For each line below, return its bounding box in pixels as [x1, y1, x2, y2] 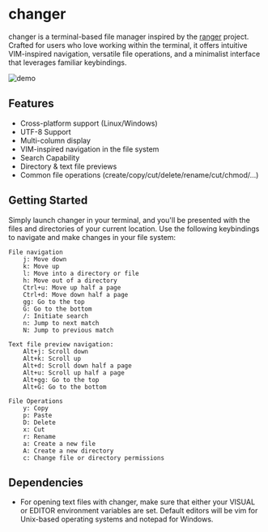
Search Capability [19, 152, 80, 162]
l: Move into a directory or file [23, 269, 139, 277]
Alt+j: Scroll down [23, 347, 89, 355]
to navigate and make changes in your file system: [8, 232, 177, 242]
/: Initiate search [23, 311, 89, 320]
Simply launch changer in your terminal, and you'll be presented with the [8, 215, 251, 225]
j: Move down [23, 255, 67, 264]
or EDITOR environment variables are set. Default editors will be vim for [19, 506, 258, 516]
